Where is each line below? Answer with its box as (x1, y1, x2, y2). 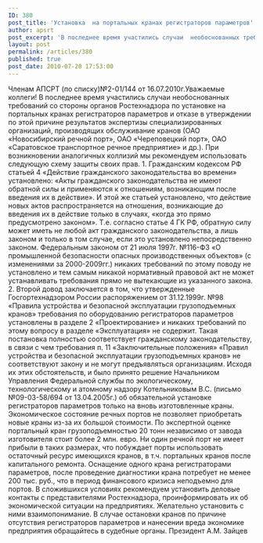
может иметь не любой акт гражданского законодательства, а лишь (8, 225, 239, 235)
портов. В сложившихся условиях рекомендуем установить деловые (8, 484, 240, 494)
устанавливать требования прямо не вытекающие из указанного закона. (8, 275, 253, 285)
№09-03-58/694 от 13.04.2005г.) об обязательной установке (8, 392, 212, 402)
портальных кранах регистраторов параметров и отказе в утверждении (8, 109, 252, 118)
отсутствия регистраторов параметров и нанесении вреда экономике (8, 517, 245, 527)
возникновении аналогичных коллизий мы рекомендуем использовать (8, 151, 247, 160)
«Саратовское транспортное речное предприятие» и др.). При (8, 142, 219, 151)
